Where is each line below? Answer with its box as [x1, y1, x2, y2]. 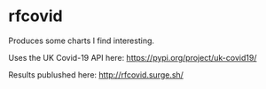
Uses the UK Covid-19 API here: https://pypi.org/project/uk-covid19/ [8, 52, 257, 63]
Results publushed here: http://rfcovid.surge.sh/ [8, 69, 184, 80]
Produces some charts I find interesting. [8, 35, 155, 46]
